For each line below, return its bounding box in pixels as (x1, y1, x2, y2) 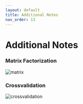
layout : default (5, 7, 40, 13)
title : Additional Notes (5, 12, 58, 17)
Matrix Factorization (5, 57, 57, 65)
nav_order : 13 (5, 17, 36, 22)
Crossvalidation (5, 81, 46, 89)
